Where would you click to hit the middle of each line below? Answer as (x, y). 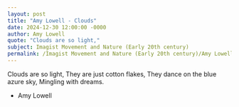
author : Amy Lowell (36, 34)
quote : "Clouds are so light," (54, 41)
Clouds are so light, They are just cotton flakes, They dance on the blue (112, 74)
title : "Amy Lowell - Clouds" (52, 21)
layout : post (27, 14)
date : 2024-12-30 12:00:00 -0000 (57, 27)
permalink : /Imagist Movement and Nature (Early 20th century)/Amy (110, 54)
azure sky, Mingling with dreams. (56, 81)
